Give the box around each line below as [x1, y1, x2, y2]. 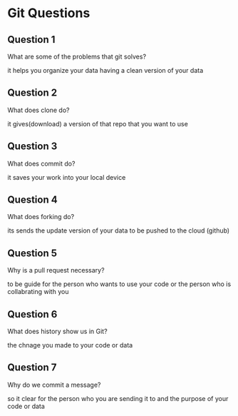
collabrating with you [7, 288, 69, 296]
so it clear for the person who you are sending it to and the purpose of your [7, 394, 229, 402]
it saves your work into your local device [7, 173, 126, 181]
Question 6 [7, 308, 58, 320]
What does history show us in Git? [7, 327, 108, 336]
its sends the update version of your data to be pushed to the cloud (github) [7, 226, 230, 235]
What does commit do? [7, 159, 76, 168]
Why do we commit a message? [7, 380, 101, 389]
